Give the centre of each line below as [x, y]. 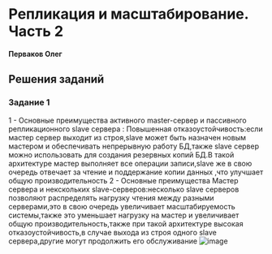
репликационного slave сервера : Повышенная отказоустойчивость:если [136, 129]
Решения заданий [56, 79]
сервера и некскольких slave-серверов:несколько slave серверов [124, 189]
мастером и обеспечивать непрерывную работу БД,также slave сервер [134, 146]
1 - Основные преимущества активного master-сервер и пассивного [127, 120]
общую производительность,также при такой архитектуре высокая [126, 223]
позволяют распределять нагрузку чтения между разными [111, 198]
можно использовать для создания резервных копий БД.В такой [121, 154]
